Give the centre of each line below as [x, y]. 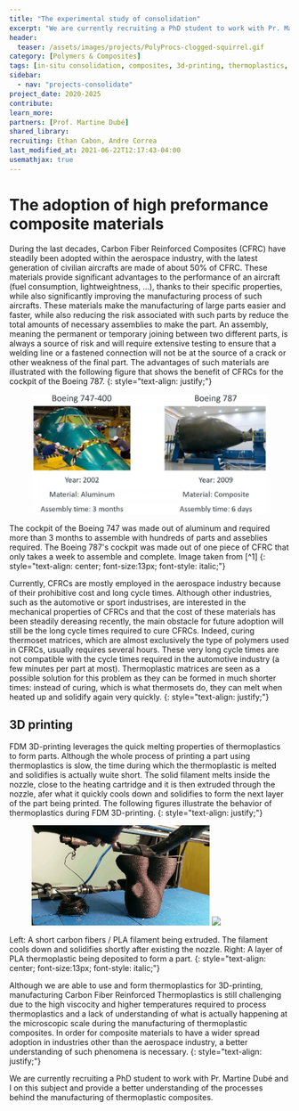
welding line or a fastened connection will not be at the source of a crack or [148, 353]
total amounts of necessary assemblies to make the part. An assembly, [139, 324]
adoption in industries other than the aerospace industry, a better [129, 1042]
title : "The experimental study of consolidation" [105, 19]
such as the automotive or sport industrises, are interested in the [128, 602]
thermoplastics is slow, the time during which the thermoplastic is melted [143, 765]
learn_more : [31, 113]
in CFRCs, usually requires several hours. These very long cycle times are [144, 649]
